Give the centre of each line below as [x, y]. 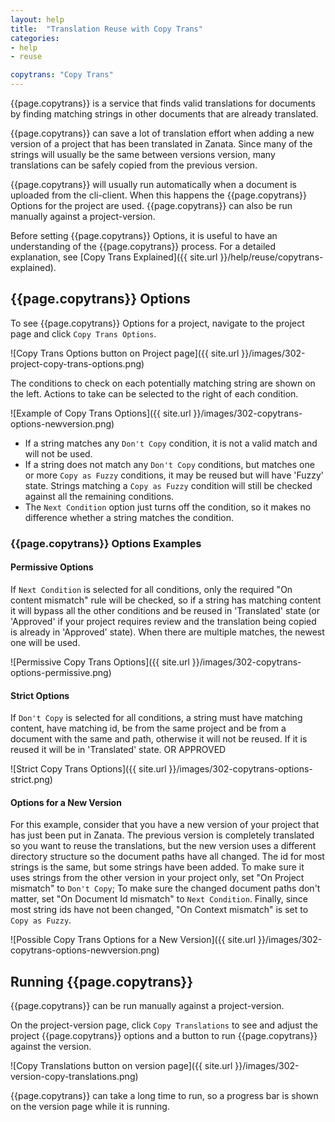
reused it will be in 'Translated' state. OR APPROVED [118, 750]
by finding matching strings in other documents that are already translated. [164, 114]
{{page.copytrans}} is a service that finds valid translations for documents [163, 103]
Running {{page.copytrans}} [102, 981]
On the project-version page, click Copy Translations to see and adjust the [164, 1025]
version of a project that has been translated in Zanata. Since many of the [161, 144]
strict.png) [31, 780]
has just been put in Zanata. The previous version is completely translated [162, 835]
